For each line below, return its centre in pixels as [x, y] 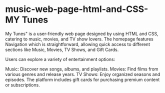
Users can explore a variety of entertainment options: [60, 59]
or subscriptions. [22, 85]
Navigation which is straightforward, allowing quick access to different [77, 44]
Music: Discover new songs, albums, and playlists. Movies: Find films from [82, 69]
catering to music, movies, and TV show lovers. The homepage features [79, 39]
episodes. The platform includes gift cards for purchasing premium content [82, 79]
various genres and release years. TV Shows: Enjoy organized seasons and [83, 74]
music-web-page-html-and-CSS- [77, 9]
